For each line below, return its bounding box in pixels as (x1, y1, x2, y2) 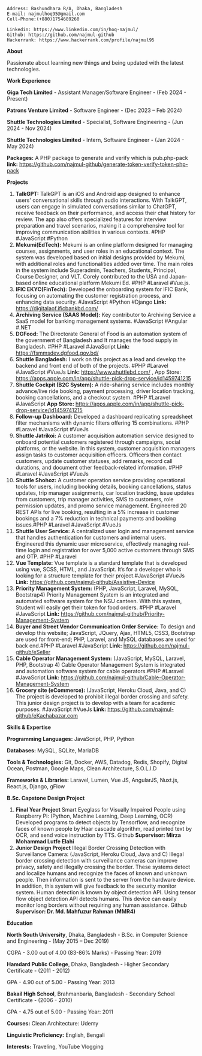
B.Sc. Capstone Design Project (7, 794, 85, 801)
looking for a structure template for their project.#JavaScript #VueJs (15, 572, 185, 579)
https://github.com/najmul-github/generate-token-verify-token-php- (19, 161, 188, 168)
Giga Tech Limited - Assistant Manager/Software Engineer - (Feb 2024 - (7, 89, 186, 96)
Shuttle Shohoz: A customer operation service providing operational (15, 477, 185, 483)
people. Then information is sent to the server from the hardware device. (15, 876, 195, 883)
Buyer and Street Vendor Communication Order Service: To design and (15, 623, 195, 630)
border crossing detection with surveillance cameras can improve (15, 857, 178, 864)
